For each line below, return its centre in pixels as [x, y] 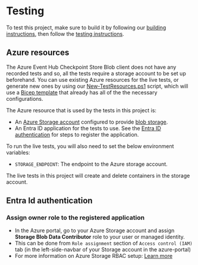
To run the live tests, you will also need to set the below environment [90, 146]
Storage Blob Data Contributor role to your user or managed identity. [100, 237]
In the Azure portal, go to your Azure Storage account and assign [95, 230]
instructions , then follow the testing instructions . [65, 33]
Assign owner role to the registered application [75, 218]
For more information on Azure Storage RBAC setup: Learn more [94, 256]
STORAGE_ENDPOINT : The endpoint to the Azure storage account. [91, 164]
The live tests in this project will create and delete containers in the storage [98, 175]
